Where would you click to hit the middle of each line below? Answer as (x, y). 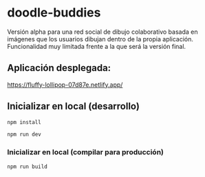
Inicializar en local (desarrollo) (73, 106)
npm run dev (24, 135)
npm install (24, 122)
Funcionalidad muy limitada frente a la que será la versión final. (97, 46)
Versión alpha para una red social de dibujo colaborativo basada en (102, 32)
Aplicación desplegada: (59, 68)
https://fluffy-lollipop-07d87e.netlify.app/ (65, 85)
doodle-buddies (54, 13)
